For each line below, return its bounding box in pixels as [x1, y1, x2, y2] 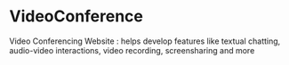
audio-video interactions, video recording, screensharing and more [9, 45, 255, 55]
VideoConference [9, 6, 144, 27]
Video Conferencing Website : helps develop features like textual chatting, [9, 36, 281, 46]
